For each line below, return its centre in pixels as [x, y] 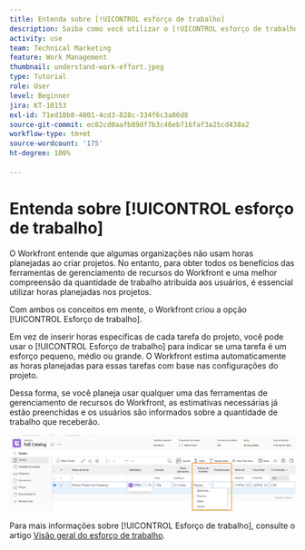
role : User [30, 86]
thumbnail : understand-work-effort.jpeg [87, 67]
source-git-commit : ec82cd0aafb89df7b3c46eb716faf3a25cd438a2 [129, 124]
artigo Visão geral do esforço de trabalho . [88, 535]
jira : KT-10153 [38, 105]
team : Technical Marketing [60, 48]
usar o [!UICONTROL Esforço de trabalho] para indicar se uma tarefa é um [148, 346]
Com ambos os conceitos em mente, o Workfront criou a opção [128, 309]
